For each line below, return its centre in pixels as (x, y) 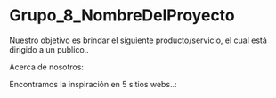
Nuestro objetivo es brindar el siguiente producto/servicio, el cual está (138, 40)
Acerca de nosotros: (47, 67)
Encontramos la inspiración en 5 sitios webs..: (93, 84)
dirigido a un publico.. (49, 49)
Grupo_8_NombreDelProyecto (122, 16)
